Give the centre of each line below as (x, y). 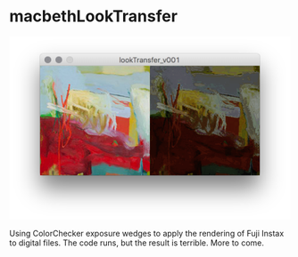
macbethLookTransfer (94, 16)
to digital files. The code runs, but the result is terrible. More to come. (137, 243)
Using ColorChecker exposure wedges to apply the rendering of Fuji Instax (147, 233)
